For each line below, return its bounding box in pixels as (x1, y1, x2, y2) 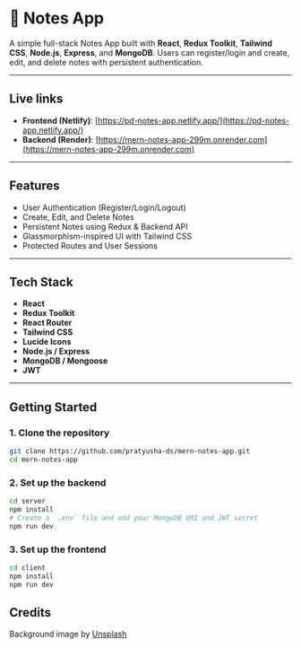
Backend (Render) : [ (21, 134, 99, 144)
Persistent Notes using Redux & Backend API (21, 221, 188, 232)
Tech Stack (9, 274, 73, 290)
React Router (21, 318, 73, 328)
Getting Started (9, 399, 98, 415)
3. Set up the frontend (9, 543, 107, 556)
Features (9, 179, 60, 194)
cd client (9, 563, 47, 573)
